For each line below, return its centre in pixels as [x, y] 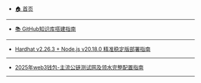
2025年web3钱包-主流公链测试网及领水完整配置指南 [79, 67]
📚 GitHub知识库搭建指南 [45, 29]
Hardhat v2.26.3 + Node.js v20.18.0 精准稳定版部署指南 [83, 49]
